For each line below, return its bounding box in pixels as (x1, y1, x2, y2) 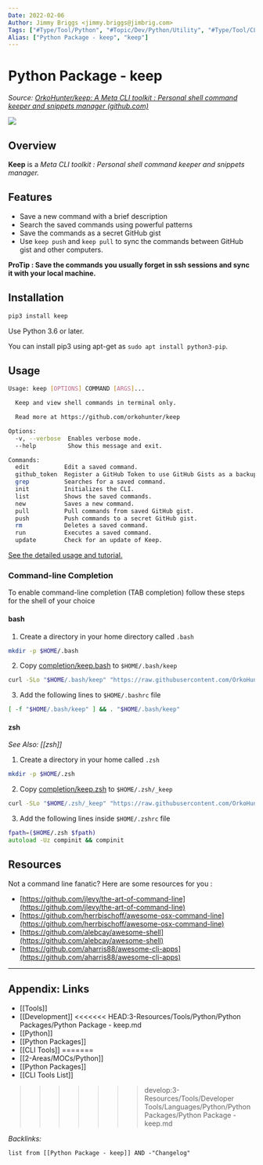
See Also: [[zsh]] (8, 740, 63, 749)
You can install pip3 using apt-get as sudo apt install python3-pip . (8, 341, 229, 351)
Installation (8, 291, 64, 304)
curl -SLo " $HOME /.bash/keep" (8, 676, 107, 684)
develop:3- (144, 1085, 180, 1094)
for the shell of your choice (8, 596, 95, 606)
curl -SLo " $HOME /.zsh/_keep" (8, 799, 107, 808)
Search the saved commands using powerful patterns (19, 220, 193, 229)
